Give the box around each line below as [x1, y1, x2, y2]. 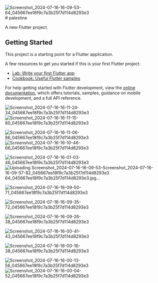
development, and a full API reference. [5, 95, 82, 101]
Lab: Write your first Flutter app [12, 70, 75, 76]
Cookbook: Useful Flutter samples [12, 75, 80, 81]
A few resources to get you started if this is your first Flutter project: [5, 61, 141, 67]
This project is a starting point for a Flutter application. [5, 51, 113, 57]
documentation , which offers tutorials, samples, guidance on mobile [5, 90, 141, 96]
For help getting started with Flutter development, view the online [5, 85, 136, 90]
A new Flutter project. [5, 24, 48, 30]
